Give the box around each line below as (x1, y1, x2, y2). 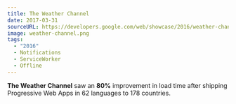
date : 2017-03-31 (7, 17, 58, 24)
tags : (7, 36, 23, 43)
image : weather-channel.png (7, 29, 90, 37)
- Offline (13, 62, 42, 69)
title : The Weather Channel (7, 10, 90, 17)
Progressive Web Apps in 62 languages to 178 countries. (7, 89, 171, 97)
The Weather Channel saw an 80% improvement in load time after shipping (7, 81, 228, 89)
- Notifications (13, 50, 61, 57)
